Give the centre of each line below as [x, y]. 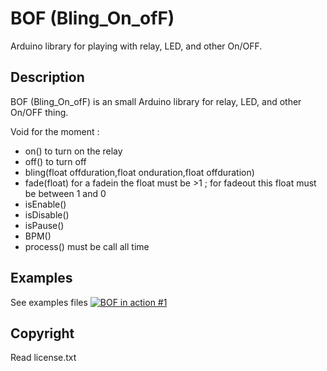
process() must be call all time [87, 246]
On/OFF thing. [39, 112]
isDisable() [47, 214]
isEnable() [45, 204]
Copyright [42, 333]
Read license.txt [43, 358]
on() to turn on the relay [73, 151]
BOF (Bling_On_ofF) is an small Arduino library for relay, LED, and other [156, 101]
